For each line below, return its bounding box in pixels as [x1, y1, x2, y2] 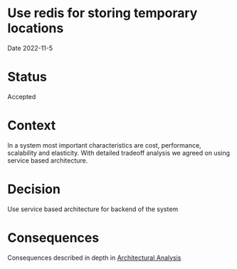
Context [7, 118, 56, 133]
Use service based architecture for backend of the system [7, 205, 179, 213]
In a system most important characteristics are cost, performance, [7, 141, 201, 149]
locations [7, 20, 64, 36]
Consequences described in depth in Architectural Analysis [7, 253, 181, 262]
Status [7, 69, 48, 85]
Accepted [7, 92, 36, 101]
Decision [7, 181, 60, 197]
